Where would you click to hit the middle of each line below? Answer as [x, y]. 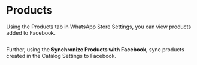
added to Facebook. [31, 32]
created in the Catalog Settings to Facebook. [61, 56]
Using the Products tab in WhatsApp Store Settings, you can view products [99, 27]
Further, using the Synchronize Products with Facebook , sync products [95, 49]
